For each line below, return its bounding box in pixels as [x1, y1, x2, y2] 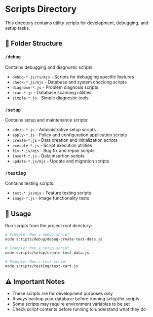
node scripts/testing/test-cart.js [5, 264, 78, 269]
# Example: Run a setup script [5, 245, 70, 250]
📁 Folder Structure [5, 40, 63, 48]
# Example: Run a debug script [5, 232, 70, 238]
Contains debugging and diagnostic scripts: [5, 64, 94, 70]
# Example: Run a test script [5, 259, 68, 264]
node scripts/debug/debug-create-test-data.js [5, 237, 103, 241]
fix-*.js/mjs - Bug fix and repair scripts [12, 147, 95, 154]
